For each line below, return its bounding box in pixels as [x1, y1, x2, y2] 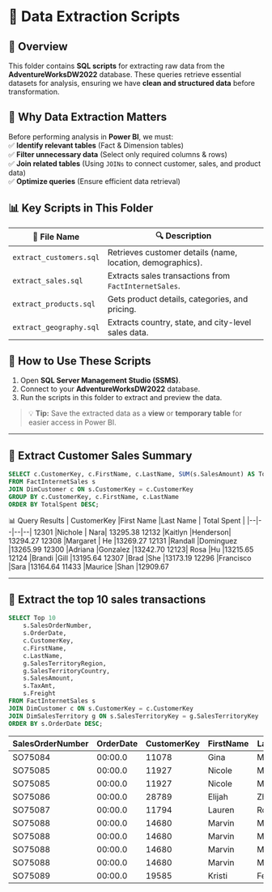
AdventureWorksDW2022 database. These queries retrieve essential [8, 70, 241, 79]
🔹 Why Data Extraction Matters [8, 110, 168, 124]
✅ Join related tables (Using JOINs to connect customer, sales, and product [8, 158, 261, 169]
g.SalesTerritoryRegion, [23, 659, 107, 668]
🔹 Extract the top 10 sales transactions [8, 593, 206, 607]
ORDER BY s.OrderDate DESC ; [8, 719, 104, 728]
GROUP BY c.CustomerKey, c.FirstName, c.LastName [8, 493, 180, 501]
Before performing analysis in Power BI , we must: [8, 131, 174, 141]
